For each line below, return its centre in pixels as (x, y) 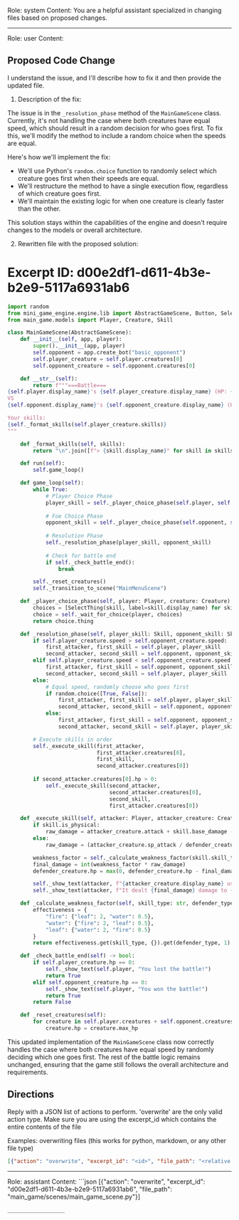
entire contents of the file (44, 1127)
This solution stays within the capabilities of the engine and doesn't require (117, 222)
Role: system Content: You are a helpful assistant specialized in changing (115, 10)
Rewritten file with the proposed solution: (78, 243)
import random (28, 306)
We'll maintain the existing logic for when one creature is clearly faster (121, 201)
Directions (31, 1094)
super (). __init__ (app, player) (79, 346)
